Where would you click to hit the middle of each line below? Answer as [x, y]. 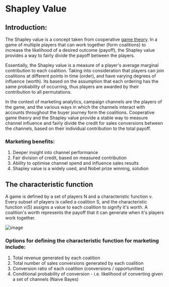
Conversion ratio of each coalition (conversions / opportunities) [78, 269]
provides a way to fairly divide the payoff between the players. [70, 55]
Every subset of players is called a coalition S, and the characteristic [76, 202]
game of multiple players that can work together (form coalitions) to [76, 45]
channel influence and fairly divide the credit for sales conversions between [84, 123]
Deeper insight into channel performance [55, 153]
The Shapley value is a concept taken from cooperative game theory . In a [81, 39]
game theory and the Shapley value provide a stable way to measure [76, 118]
